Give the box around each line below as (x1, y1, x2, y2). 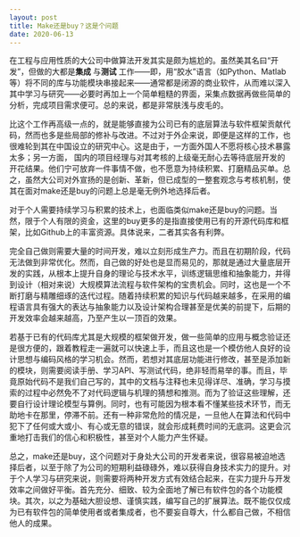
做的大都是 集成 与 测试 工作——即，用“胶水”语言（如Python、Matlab (36, 66, 287, 77)
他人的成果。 (9, 518, 56, 529)
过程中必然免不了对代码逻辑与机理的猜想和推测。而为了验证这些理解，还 (24, 387, 291, 398)
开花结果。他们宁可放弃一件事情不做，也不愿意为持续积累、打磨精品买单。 (9, 163, 283, 174)
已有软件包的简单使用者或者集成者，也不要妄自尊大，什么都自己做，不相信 (16, 507, 291, 517)
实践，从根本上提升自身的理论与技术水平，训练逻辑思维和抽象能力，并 (24, 268, 283, 279)
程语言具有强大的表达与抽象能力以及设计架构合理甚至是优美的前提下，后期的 (9, 302, 291, 312)
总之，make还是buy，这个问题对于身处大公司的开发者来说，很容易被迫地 (9, 451, 279, 462)
